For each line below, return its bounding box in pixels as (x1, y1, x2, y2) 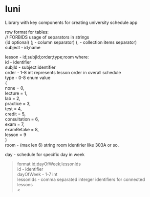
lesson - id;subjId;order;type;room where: (5, 54, 89, 59)
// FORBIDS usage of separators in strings (5, 34, 89, 40)
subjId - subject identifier (5, 64, 56, 70)
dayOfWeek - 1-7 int (17, 171, 58, 177)
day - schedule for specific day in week (5, 151, 85, 157)
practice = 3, (5, 100, 31, 106)
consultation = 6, (5, 116, 39, 122)
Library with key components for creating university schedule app (5, 20, 138, 25)
